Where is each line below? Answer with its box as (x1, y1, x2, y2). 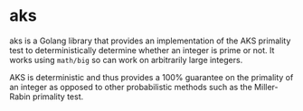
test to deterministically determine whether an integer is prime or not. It (9, 44, 275, 55)
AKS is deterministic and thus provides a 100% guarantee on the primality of (9, 71, 294, 82)
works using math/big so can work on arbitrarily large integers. (9, 54, 243, 65)
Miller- (254, 81, 279, 92)
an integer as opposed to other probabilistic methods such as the (9, 81, 253, 92)
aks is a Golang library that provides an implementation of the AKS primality (9, 35, 291, 46)
